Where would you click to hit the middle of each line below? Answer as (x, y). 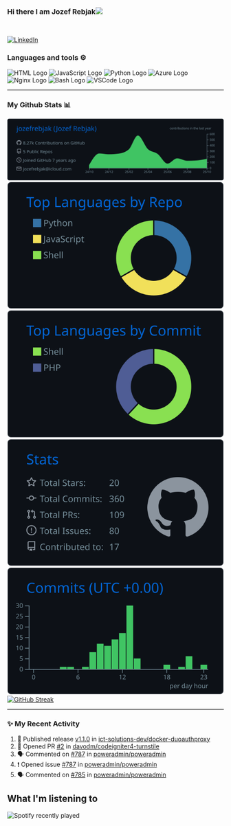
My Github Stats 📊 (39, 104)
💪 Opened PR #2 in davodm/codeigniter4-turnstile (88, 746)
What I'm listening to (53, 799)
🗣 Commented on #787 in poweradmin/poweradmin (91, 754)
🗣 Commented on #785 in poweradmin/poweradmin (91, 774)
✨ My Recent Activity (44, 724)
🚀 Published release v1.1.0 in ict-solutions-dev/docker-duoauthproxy (114, 739)
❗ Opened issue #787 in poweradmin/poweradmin (87, 764)
